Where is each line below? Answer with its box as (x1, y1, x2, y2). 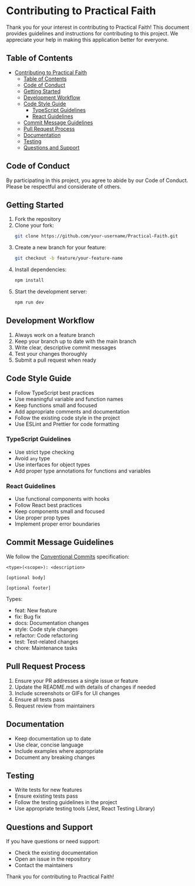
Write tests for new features (14, 786, 82, 794)
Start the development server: (14, 288, 88, 295)
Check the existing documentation (14, 849, 98, 857)
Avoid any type (14, 455, 51, 462)
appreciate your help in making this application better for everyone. (6, 36, 169, 43)
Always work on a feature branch (14, 331, 95, 338)
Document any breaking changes (14, 753, 95, 761)
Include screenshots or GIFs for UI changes (14, 689, 120, 696)
